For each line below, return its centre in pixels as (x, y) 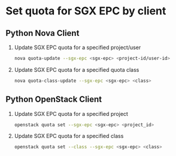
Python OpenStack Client (54, 100)
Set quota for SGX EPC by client (86, 11)
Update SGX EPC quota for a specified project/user (78, 47)
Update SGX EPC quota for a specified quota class (77, 69)
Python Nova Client (43, 33)
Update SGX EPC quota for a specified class (69, 136)
